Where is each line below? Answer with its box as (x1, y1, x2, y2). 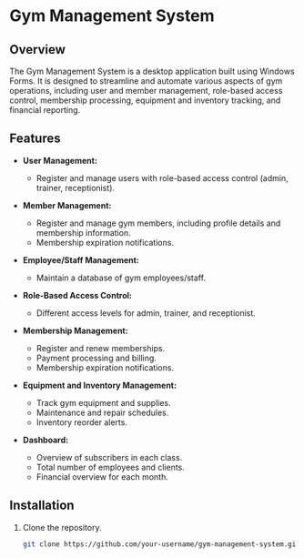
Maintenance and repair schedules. (35, 407, 169, 418)
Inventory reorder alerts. (35, 416, 127, 428)
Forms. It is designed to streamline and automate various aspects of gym (9, 76, 283, 86)
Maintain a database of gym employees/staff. (35, 272, 207, 283)
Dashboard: (22, 434, 69, 445)
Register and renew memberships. (35, 342, 166, 353)
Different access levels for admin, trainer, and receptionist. (35, 307, 257, 319)
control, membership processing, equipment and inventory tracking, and (9, 95, 281, 106)
